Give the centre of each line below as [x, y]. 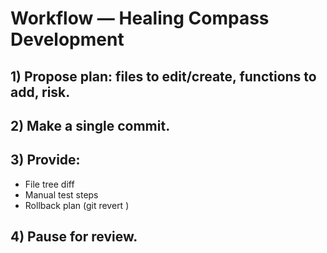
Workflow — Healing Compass [140, 18]
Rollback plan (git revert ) [77, 205]
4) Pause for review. [74, 237]
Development [67, 39]
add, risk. [40, 92]
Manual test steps [61, 194]
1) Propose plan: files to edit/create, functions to [163, 76]
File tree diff [49, 184]
